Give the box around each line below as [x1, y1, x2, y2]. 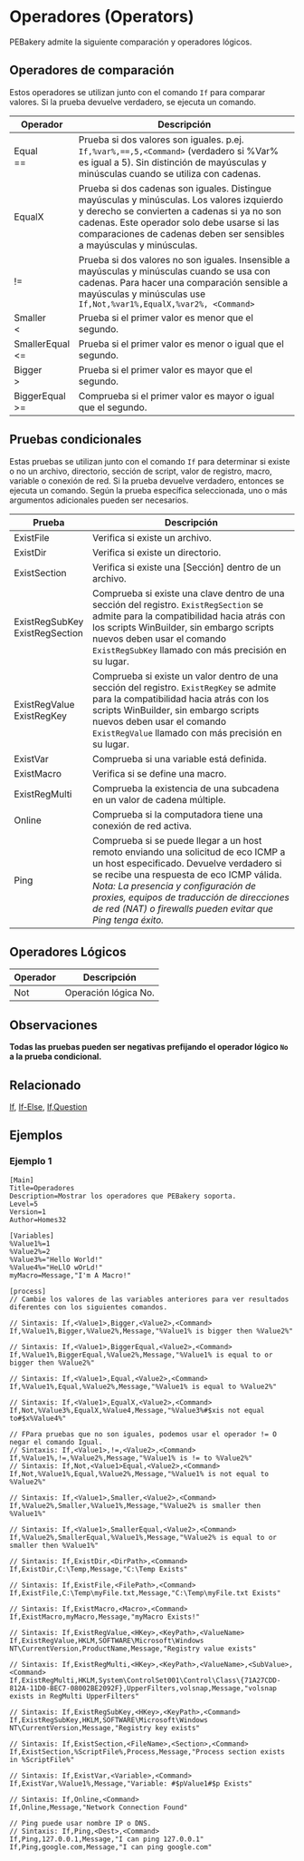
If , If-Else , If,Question [9, 1102, 88, 1112]
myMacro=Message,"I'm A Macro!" [9, 1270, 131, 1280]
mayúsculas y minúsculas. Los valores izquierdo [78, 193, 283, 206]
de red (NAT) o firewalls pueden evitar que [91, 902, 274, 915]
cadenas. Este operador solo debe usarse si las [78, 216, 280, 229]
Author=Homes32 [9, 1215, 67, 1224]
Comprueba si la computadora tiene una [91, 808, 264, 820]
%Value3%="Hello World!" [9, 1255, 103, 1264]
